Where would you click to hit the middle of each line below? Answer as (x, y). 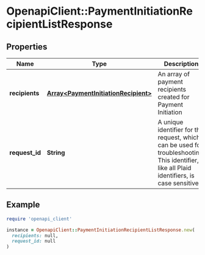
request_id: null (34, 241)
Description (181, 64)
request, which (179, 137)
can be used (175, 145)
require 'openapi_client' (39, 219)
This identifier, (178, 160)
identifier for (175, 130)
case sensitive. (179, 183)
